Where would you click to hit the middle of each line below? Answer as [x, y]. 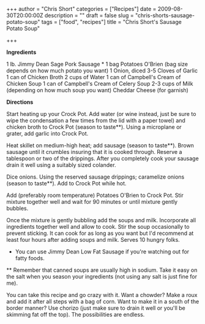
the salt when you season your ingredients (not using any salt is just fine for [102, 276]
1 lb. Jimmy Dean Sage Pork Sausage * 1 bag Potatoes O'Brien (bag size [97, 64]
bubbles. [17, 208]
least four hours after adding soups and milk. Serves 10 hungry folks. [93, 240]
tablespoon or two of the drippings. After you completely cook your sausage [102, 158]
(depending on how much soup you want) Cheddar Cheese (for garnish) [97, 90]
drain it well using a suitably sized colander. [61, 165]
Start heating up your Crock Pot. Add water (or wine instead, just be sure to [101, 114]
